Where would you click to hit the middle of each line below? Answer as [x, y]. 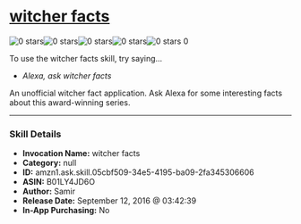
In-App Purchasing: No [66, 211]
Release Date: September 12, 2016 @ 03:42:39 [109, 201]
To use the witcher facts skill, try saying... [86, 58]
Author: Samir [49, 191]
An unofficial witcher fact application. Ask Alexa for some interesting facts [146, 93]
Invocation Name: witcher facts [81, 153]
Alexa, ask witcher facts [67, 75]
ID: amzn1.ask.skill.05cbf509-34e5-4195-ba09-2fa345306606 [138, 172]
